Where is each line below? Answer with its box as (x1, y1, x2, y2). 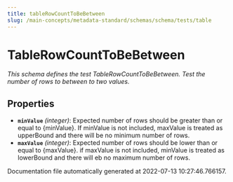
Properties (7, 97, 55, 109)
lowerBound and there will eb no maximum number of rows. (17, 153, 191, 162)
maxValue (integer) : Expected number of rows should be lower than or (17, 139, 218, 147)
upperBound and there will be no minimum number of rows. (17, 131, 190, 140)
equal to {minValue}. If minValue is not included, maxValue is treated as (17, 124, 223, 132)
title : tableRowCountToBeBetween (7, 10, 105, 17)
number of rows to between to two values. (7, 78, 130, 86)
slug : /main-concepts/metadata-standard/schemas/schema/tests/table (7, 17, 212, 24)
